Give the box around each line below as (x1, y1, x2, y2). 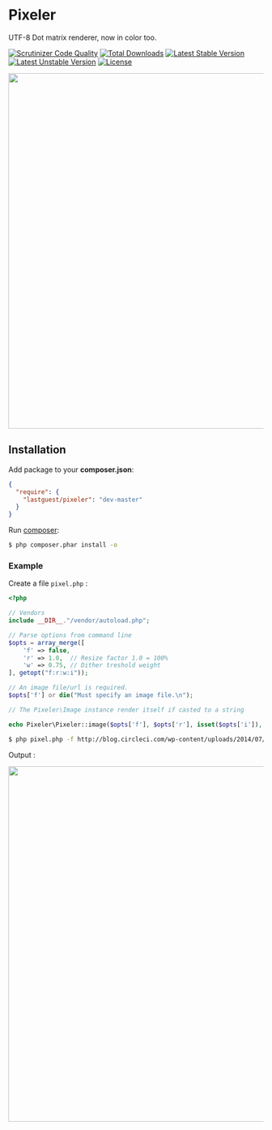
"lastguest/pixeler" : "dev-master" (23, 496, 143, 504)
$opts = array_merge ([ (8, 639, 85, 647)
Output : (8, 750, 36, 760)
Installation (8, 443, 66, 457)
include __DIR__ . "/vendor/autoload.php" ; (8, 617, 151, 625)
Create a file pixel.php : (8, 578, 88, 588)
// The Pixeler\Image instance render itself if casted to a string (8, 705, 244, 714)
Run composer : (8, 526, 59, 535)
